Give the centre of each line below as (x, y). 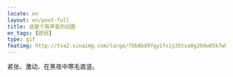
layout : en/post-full (38, 20)
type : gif (21, 40)
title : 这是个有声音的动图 (42, 26)
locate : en (23, 14)
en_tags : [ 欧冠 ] (29, 33)
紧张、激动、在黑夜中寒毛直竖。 (53, 66)
